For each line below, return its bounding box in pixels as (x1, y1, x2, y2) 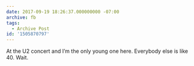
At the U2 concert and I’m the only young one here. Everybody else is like (6, 47, 188, 55)
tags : (6, 20, 20, 26)
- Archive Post (11, 25, 50, 32)
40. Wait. (6, 54, 29, 61)
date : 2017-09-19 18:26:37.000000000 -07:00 (6, 8, 120, 15)
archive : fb (6, 14, 36, 20)
